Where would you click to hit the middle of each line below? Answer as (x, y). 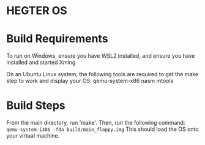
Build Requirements (57, 39)
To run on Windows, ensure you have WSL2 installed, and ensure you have (101, 56)
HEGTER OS (37, 11)
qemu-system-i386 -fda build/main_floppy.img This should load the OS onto (102, 129)
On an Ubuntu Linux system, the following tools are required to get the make (102, 74)
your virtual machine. (33, 136)
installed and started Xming (41, 63)
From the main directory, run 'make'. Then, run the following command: (96, 123)
